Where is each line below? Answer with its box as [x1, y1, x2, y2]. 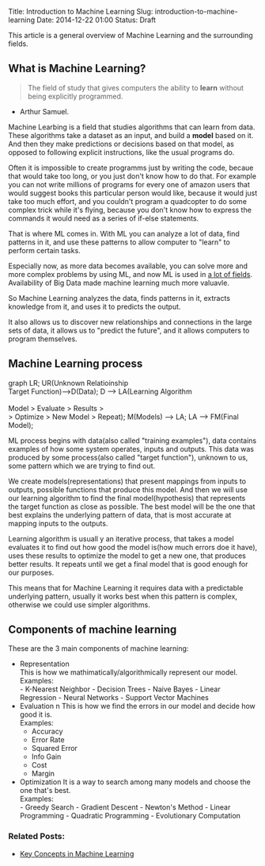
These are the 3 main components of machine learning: [8, 644, 189, 653]
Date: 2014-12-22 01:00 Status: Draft [36, 15, 157, 25]
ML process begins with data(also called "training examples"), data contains [8, 436, 257, 445]
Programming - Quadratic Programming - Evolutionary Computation [19, 811, 241, 821]
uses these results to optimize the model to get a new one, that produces [8, 551, 247, 560]
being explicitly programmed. [27, 91, 123, 101]
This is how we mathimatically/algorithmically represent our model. [19, 668, 238, 677]
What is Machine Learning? [8, 62, 146, 75]
